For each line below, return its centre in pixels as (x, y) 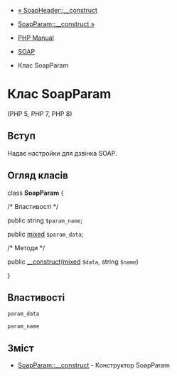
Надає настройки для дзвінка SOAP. (62, 153)
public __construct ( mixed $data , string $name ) (73, 262)
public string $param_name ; (45, 220)
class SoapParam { (36, 193)
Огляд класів (38, 176)
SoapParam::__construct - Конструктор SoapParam (94, 365)
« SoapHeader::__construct (58, 10)
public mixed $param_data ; (45, 234)
